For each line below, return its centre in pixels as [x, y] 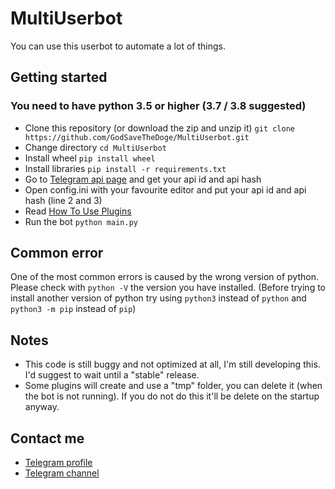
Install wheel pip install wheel [90, 158]
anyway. [42, 407]
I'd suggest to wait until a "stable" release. [112, 375]
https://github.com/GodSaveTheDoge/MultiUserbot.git [137, 137]
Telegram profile [58, 463]
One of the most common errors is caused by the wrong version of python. [164, 277]
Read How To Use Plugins [78, 211]
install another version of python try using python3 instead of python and [158, 298]
